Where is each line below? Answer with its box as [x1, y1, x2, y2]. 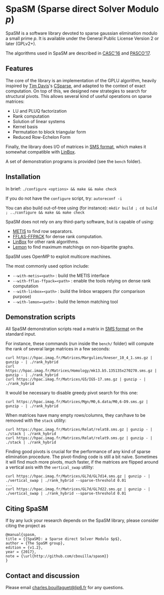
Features [5, 64, 33, 73]
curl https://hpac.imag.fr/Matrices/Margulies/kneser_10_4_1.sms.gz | [5, 355, 153, 360]
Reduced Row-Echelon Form [12, 134, 70, 140]
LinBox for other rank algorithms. [12, 239, 79, 245]
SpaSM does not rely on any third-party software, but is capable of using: [5, 219, 154, 224]
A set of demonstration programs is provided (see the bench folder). [5, 158, 141, 164]
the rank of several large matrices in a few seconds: [5, 346, 110, 352]
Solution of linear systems [12, 118, 66, 124]
